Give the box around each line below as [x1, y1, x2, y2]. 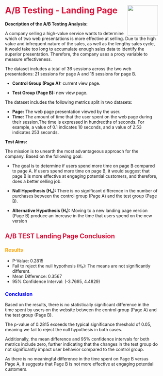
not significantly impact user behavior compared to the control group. [5, 346, 144, 352]
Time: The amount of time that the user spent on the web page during [12, 113, 152, 119]
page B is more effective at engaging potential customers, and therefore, [12, 173, 158, 179]
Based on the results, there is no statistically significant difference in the [5, 301, 149, 307]
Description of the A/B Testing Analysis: [5, 21, 88, 27]
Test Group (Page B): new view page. [12, 90, 88, 95]
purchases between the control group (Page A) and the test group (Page [12, 193, 157, 199]
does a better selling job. [12, 178, 62, 184]
